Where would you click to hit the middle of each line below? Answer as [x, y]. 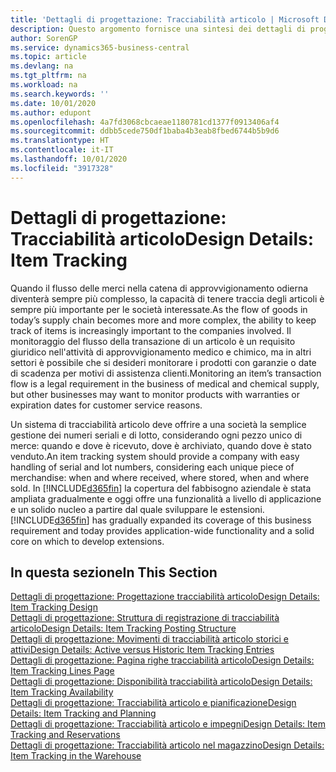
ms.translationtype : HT [60, 141]
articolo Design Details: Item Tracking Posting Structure [123, 628]
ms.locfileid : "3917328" [62, 168]
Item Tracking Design [54, 607]
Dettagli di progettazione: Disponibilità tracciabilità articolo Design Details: [161, 682]
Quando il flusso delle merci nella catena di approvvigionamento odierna [159, 288]
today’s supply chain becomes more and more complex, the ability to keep [163, 320]
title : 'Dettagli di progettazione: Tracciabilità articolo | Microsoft [165, 19]
